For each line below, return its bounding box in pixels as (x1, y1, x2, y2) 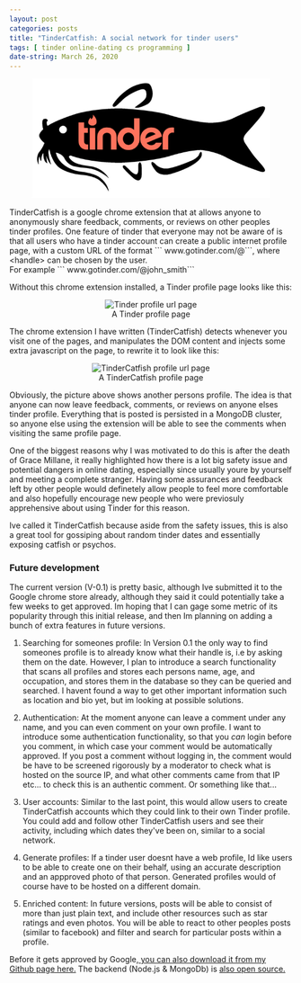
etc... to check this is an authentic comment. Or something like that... (22, 779, 277, 791)
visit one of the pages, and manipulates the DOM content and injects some (9, 335, 286, 346)
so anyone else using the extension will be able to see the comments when (9, 418, 287, 429)
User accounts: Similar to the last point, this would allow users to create (22, 797, 288, 808)
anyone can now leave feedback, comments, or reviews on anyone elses (9, 399, 279, 410)
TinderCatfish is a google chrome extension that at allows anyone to (9, 207, 261, 218)
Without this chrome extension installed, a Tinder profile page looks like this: (9, 281, 292, 292)
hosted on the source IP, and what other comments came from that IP (22, 770, 280, 781)
